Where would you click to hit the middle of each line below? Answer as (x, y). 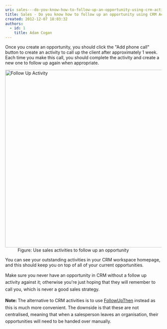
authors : (14, 24)
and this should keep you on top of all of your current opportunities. (75, 265)
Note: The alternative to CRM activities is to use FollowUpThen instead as (80, 301)
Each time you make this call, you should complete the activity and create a (82, 57)
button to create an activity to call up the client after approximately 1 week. (82, 52)
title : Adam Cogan (33, 33)
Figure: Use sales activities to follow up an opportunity (73, 250)
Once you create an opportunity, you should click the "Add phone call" (77, 47)
